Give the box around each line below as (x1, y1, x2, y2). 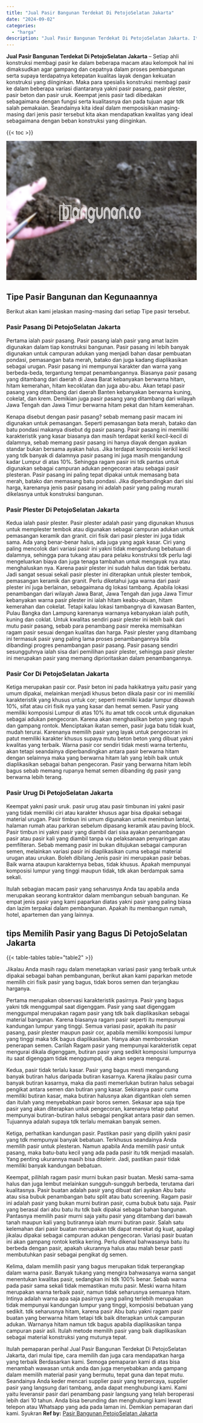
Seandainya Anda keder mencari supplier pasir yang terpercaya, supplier (6, 1378, 188, 1385)
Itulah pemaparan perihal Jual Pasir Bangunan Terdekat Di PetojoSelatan (6, 1345, 187, 1353)
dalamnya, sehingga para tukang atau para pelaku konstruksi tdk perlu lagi (6, 552, 192, 559)
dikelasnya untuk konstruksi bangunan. (6, 490, 104, 497)
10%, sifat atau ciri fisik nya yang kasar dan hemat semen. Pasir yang (6, 703, 179, 710)
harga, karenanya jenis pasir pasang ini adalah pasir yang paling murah (6, 484, 183, 491)
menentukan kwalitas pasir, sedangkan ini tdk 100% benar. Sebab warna (6, 1276, 187, 1283)
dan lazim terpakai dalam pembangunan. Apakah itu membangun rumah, (6, 904, 187, 912)
